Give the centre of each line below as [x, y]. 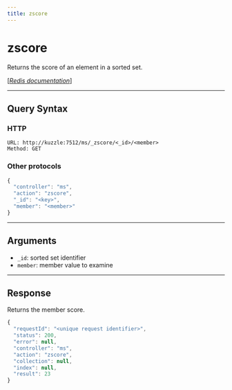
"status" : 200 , [35, 336]
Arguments [32, 241]
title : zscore [28, 14]
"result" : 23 [32, 374]
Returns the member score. [46, 310]
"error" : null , [35, 342]
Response [29, 293]
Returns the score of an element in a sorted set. [75, 67]
